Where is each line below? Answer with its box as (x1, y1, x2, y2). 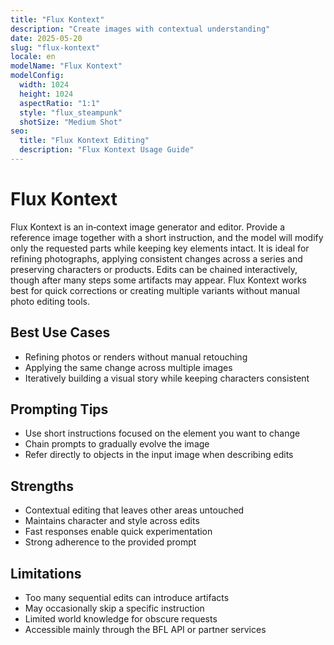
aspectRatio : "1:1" (19, 98, 101, 108)
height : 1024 (19, 89, 74, 99)
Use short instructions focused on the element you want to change (24, 427, 301, 440)
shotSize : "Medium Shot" (19, 117, 123, 127)
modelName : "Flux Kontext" (10, 61, 123, 71)
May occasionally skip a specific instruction (24, 602, 205, 615)
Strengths (10, 477, 74, 495)
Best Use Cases (10, 324, 111, 341)
